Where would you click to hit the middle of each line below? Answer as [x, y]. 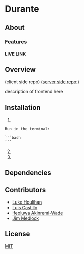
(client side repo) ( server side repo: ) [42, 82]
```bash [13, 138]
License [18, 234]
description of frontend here [34, 91]
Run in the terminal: [28, 129]
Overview [21, 69]
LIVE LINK [16, 54]
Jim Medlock [26, 218]
